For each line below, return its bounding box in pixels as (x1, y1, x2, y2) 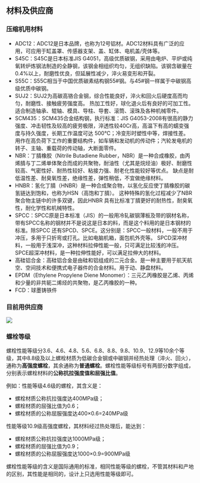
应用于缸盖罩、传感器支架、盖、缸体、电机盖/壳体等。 (30, 47, 163, 54)
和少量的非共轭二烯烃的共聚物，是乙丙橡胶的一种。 (14, 279, 140, 286)
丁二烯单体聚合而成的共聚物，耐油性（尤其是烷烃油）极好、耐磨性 (30, 159, 192, 166)
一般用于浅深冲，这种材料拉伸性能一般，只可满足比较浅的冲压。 (25, 241, 182, 249)
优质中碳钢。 (20, 84, 52, 91)
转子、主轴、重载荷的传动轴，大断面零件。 (14, 144, 120, 151)
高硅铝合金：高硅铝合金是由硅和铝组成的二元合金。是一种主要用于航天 (14, 256, 187, 264)
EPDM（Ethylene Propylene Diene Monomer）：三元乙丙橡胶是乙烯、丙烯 (14, 271, 194, 279)
